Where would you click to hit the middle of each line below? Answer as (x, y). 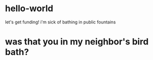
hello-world (29, 9)
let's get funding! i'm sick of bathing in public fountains (60, 22)
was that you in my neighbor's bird (77, 42)
